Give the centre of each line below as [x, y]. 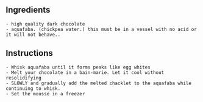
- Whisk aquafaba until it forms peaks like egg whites [78, 67]
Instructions [29, 53]
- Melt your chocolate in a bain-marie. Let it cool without [85, 72]
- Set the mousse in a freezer [45, 93]
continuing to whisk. [33, 88]
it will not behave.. [33, 35]
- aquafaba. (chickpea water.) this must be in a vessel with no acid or [101, 29]
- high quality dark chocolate [45, 24]
